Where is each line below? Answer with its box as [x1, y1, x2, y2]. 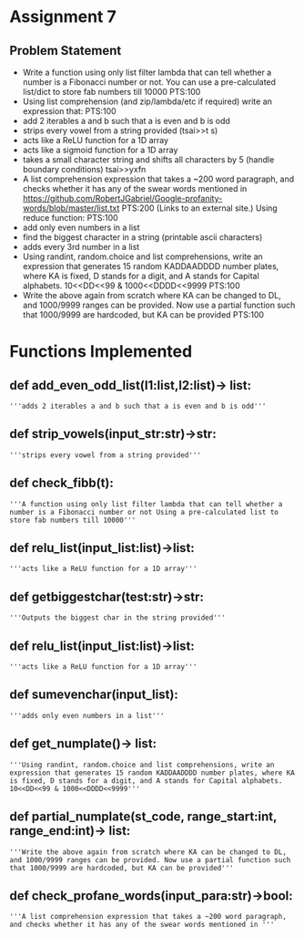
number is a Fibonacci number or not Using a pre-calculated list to [9, 507, 279, 516]
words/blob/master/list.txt [22, 203, 120, 214]
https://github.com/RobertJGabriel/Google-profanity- [22, 193, 223, 203]
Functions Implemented [9, 341, 193, 362]
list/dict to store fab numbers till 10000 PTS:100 [22, 87, 201, 97]
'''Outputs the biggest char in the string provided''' [9, 613, 226, 622]
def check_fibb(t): [9, 475, 114, 491]
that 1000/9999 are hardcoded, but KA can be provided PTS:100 [22, 309, 265, 320]
